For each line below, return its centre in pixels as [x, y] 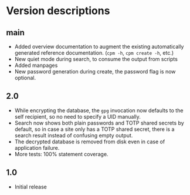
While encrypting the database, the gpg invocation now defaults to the [99, 110]
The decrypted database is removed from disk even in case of [90, 142]
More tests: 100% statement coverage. [61, 154]
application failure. [37, 147]
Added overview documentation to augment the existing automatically [99, 46]
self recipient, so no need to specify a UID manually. [77, 116]
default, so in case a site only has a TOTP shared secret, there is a [94, 129]
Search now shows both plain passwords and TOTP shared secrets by [99, 123]
